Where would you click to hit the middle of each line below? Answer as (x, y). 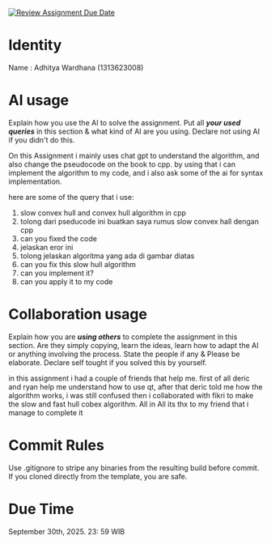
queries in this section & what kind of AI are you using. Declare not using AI (134, 131)
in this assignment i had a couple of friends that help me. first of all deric (129, 378)
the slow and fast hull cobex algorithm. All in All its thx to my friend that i (129, 404)
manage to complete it (46, 412)
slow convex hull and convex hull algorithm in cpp (103, 212)
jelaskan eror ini (47, 247)
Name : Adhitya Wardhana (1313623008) (76, 67)
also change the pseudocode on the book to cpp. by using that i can (122, 164)
